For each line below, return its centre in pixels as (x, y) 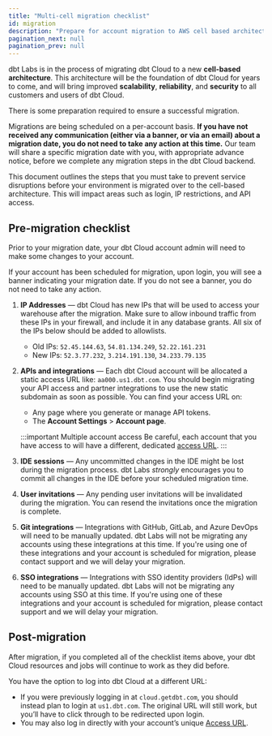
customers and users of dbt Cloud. (66, 95)
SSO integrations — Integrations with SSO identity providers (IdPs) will (138, 577)
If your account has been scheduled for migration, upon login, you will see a (135, 272)
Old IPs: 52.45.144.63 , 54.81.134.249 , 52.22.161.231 (119, 346)
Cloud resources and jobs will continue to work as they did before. (119, 665)
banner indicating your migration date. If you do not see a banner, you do (130, 280)
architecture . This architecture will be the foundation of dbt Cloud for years (134, 78)
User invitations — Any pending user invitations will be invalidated (131, 494)
